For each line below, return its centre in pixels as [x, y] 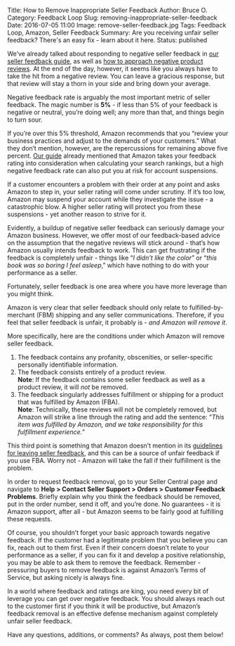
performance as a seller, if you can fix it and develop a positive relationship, [116, 555]
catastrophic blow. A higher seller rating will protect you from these [104, 207]
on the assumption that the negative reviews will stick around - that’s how [113, 243]
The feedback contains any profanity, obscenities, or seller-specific [115, 357]
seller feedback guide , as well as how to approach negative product [105, 61]
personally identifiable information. [68, 365]
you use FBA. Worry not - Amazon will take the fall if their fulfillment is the [114, 461]
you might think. [31, 294]
